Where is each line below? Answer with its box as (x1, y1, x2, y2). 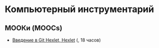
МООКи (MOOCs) (5, 24, 63, 32)
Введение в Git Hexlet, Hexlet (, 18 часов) (12, 37, 101, 43)
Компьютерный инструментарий (5, 4, 154, 15)
